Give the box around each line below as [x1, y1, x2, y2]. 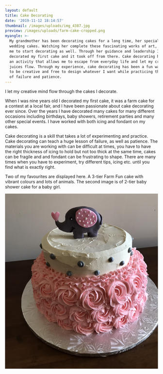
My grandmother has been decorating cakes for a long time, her [9, 39, 142, 44]
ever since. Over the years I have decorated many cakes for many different [5, 108, 155, 114]
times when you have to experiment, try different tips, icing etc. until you [5, 159, 150, 165]
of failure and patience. [9, 74, 62, 80]
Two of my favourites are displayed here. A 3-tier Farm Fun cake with [5, 174, 144, 179]
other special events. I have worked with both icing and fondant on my [5, 119, 146, 124]
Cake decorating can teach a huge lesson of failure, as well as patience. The [5, 139, 158, 144]
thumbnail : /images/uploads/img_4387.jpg [5, 23, 90, 28]
